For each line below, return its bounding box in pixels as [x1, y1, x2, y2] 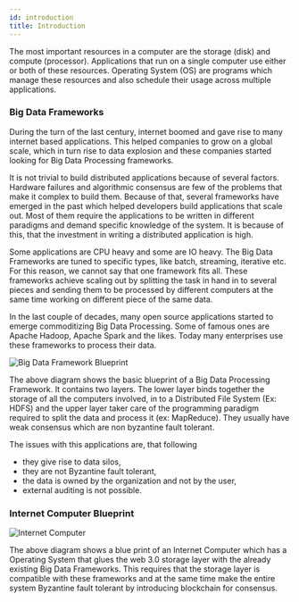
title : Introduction [9, 21, 87, 30]
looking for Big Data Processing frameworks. [9, 155, 174, 165]
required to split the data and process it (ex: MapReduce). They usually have [9, 412, 290, 422]
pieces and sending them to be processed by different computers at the [9, 284, 274, 295]
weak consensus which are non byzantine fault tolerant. [9, 422, 215, 432]
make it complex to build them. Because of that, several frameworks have [9, 191, 279, 202]
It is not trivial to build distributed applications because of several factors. [9, 171, 279, 183]
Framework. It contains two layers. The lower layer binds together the [9, 383, 265, 394]
